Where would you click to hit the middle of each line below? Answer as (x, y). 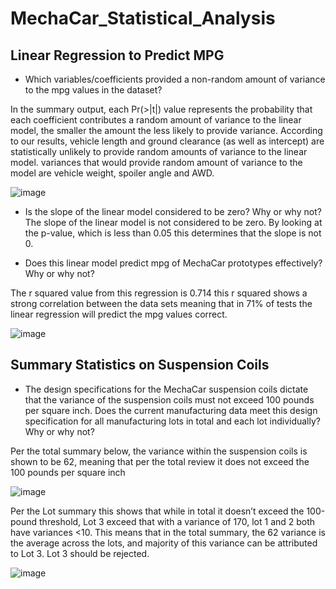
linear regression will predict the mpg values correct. (119, 314)
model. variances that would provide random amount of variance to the (156, 162)
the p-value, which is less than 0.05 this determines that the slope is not (173, 233)
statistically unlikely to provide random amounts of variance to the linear (159, 151)
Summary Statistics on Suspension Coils (140, 365)
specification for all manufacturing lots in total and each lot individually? (172, 421)
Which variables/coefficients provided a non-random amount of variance (175, 79)
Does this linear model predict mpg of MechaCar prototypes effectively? (173, 263)
